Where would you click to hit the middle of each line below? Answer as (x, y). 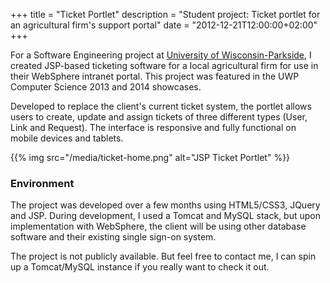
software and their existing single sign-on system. (113, 237)
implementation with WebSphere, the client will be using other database (158, 226)
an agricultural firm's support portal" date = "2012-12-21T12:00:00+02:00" (164, 25)
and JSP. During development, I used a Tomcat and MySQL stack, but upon (166, 216)
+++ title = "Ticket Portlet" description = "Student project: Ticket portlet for (165, 14)
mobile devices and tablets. (67, 138)
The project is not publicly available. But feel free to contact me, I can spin (163, 256)
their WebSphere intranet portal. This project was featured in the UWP (155, 76)
